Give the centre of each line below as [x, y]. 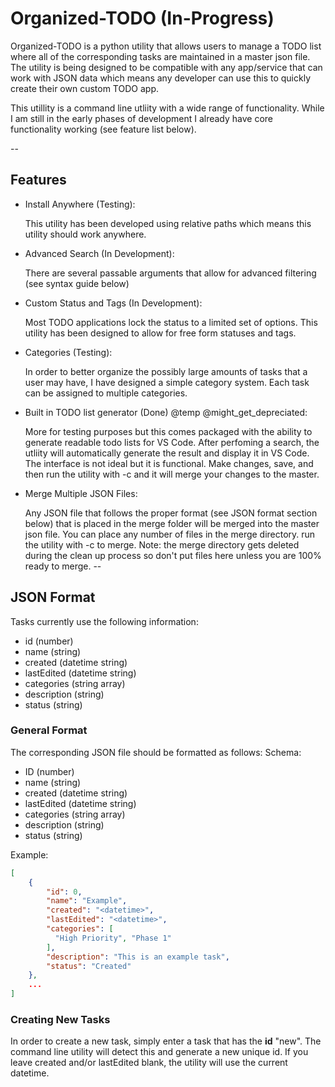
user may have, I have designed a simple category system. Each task [167, 382]
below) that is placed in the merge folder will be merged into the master [172, 523]
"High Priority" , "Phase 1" [113, 938]
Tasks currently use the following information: [104, 621]
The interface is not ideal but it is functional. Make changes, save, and [169, 463]
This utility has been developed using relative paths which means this [168, 223]
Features [38, 180]
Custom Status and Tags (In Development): [113, 303]
